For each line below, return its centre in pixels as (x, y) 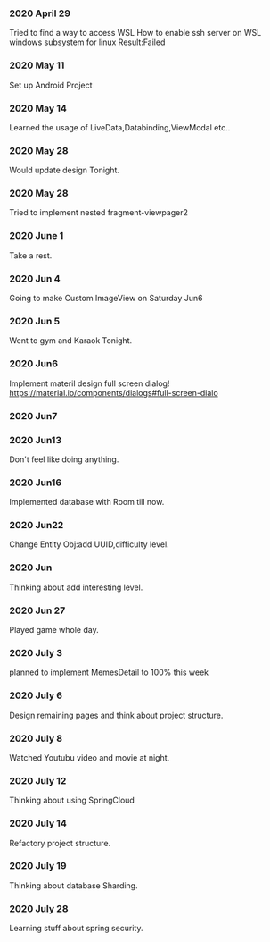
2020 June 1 (37, 236)
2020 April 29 (40, 13)
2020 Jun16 (36, 483)
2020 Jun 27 (37, 610)
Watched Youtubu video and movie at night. (90, 757)
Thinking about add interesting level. (76, 587)
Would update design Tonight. (65, 170)
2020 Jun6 (34, 364)
